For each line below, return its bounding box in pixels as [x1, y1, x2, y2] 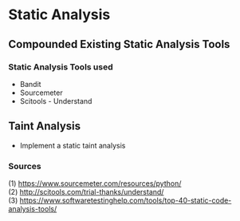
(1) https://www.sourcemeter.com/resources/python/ [8, 178, 182, 188]
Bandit [19, 79, 41, 89]
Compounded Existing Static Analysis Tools [8, 37, 230, 51]
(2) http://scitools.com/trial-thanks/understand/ [8, 187, 164, 196]
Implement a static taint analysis [19, 140, 126, 150]
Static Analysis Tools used [8, 61, 113, 73]
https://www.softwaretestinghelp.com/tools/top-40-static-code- [19, 195, 232, 205]
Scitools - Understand [19, 96, 92, 105]
